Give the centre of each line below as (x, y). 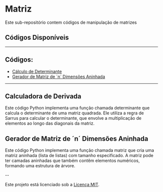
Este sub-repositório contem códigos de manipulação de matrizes (71, 22)
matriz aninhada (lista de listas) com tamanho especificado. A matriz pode (79, 156)
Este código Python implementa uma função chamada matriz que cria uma (80, 150)
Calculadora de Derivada (43, 96)
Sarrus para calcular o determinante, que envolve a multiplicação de (73, 118)
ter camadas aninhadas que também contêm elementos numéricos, (72, 160)
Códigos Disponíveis (37, 38)
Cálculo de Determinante (37, 71)
